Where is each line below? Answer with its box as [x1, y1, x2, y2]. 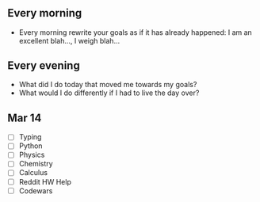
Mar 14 [7, 111, 42, 124]
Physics [18, 150, 45, 160]
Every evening [7, 59, 80, 72]
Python [18, 141, 43, 151]
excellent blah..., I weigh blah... [18, 36, 120, 45]
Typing [18, 132, 42, 142]
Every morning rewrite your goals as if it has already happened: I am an [18, 27, 253, 37]
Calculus [18, 168, 48, 177]
